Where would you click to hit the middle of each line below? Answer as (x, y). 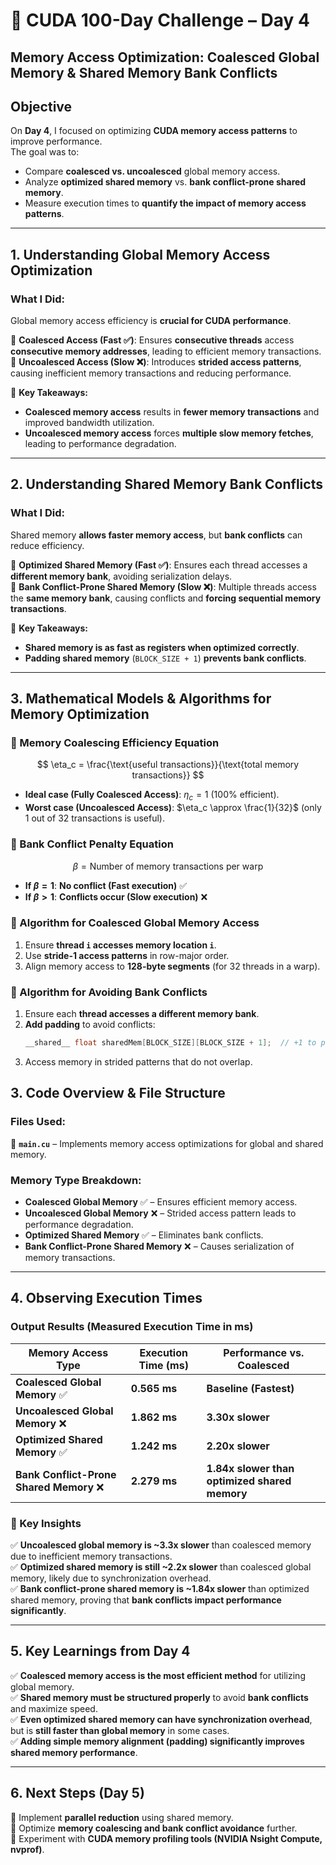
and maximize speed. (54, 1708)
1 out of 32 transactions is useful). (94, 818)
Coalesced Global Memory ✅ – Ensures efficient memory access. (161, 1202)
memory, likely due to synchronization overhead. (111, 1578)
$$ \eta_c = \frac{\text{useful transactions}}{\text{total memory (168, 765)
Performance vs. (264, 1352)
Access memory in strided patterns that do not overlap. (138, 1062)
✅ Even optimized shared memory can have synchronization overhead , (161, 1719)
